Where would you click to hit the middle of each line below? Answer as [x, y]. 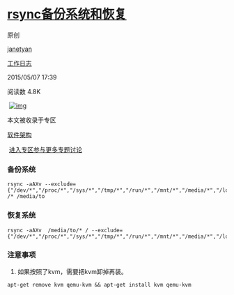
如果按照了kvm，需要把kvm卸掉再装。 [72, 271]
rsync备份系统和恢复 [67, 14]
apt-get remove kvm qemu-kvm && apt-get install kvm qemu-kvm [99, 285]
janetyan [20, 49]
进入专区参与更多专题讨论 [45, 149]
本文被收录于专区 [32, 120]
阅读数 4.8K [24, 91]
